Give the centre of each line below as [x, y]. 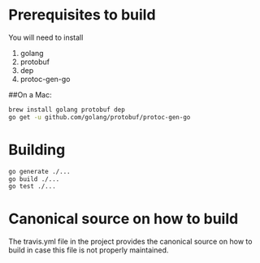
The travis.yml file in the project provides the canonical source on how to [130, 242]
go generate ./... [39, 171]
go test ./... [32, 187]
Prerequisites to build [82, 15]
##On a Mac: [30, 94]
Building [37, 150]
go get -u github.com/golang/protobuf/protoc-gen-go [100, 117]
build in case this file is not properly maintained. [89, 250]
